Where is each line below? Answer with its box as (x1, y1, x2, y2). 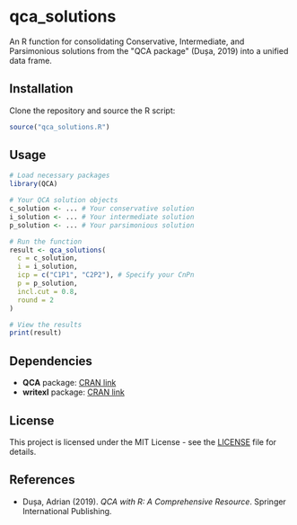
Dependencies (9, 353, 92, 369)
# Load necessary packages (9, 171, 110, 181)
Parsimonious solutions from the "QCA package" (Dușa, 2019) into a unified (9, 45, 289, 56)
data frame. (9, 55, 52, 66)
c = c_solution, (17, 254, 78, 262)
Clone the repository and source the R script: (9, 105, 176, 116)
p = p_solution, (17, 279, 78, 289)
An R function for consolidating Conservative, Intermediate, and (9, 36, 245, 47)
